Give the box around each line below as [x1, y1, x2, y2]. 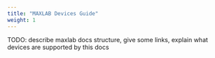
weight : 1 [7, 17, 36, 23]
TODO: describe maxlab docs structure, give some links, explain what [7, 35, 209, 43]
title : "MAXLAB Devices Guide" [7, 10, 99, 17]
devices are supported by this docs [7, 43, 110, 51]
